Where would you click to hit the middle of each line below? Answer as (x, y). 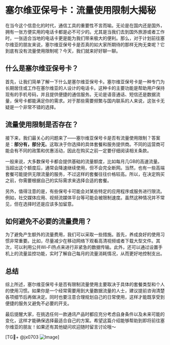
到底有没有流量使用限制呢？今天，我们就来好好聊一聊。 (63, 51)
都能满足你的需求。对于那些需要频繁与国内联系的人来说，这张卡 (94, 101)
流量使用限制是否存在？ (42, 125)
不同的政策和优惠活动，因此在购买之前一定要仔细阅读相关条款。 (85, 150)
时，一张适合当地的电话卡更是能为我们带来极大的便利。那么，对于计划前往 (83, 38)
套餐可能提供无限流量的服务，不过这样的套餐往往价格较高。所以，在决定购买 (85, 174)
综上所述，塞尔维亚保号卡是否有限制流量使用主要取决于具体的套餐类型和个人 (85, 285)
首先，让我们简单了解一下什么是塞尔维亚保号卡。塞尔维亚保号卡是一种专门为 (85, 81)
